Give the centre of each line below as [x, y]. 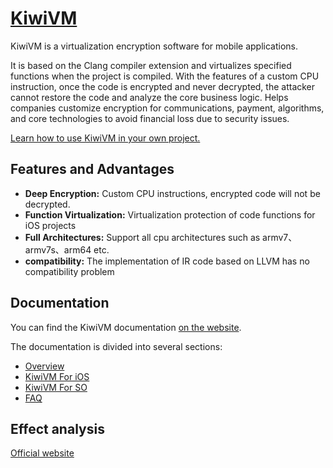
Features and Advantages [92, 169]
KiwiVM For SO [56, 387]
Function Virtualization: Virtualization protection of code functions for [170, 214]
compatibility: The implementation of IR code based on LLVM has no [167, 261]
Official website [42, 453]
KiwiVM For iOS [57, 376]
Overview [44, 366]
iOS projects [50, 225]
